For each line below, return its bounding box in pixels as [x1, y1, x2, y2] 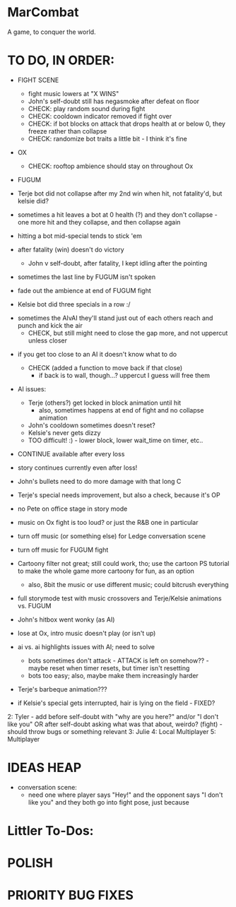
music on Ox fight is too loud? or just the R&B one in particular [17, 518, 199, 526]
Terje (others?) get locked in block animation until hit [28, 398, 182, 407]
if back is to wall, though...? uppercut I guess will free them [38, 371, 211, 379]
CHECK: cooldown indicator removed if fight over [28, 112, 172, 120]
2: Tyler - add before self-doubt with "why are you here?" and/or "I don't [7, 712, 219, 721]
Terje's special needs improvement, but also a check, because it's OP [17, 490, 220, 499]
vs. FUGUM [17, 601, 52, 610]
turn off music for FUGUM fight [17, 545, 109, 554]
